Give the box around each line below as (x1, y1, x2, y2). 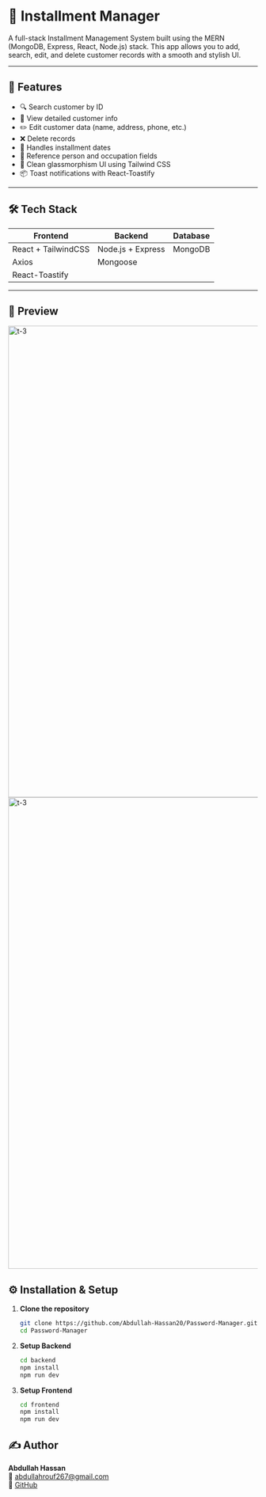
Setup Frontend (19, 1385, 73, 1395)
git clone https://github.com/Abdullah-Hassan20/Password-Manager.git (19, 1320, 258, 1328)
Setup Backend (19, 1341, 71, 1351)
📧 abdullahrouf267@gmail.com (8, 1472, 109, 1481)
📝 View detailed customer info (19, 113, 118, 123)
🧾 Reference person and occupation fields (19, 150, 158, 161)
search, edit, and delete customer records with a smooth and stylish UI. (8, 50, 241, 59)
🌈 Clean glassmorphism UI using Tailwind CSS (19, 159, 171, 169)
